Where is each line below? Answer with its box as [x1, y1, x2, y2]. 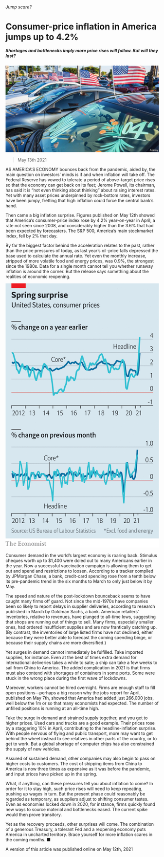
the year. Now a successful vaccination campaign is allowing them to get [5, 562, 152, 569]
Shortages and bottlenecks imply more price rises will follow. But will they [5, 48, 159, 54]
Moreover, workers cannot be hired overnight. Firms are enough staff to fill [5, 685, 155, 690]
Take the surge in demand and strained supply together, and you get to [5, 715, 148, 721]
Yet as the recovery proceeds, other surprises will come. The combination [5, 821, 154, 827]
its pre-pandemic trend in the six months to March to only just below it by [5, 578, 152, 584]
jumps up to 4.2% [5, 31, 79, 43]
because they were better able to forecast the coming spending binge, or [5, 634, 152, 640]
